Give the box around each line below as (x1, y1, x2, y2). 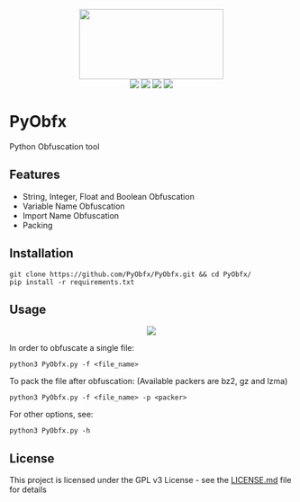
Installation (9, 246, 74, 261)
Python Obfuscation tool (9, 140, 100, 152)
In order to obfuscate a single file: (9, 343, 135, 354)
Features (9, 167, 60, 183)
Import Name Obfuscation (22, 210, 120, 220)
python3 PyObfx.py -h (9, 426, 91, 435)
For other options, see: (9, 409, 94, 420)
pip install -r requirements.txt (9, 277, 135, 287)
